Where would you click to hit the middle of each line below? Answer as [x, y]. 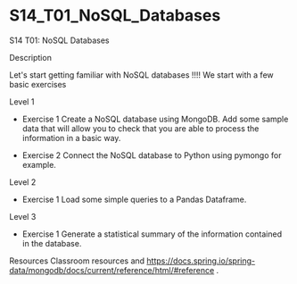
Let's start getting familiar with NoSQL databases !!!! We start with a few [141, 75]
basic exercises [38, 84]
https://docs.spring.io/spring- [201, 261]
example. [39, 164]
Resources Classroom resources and [77, 261]
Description [30, 57]
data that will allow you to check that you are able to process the [140, 128]
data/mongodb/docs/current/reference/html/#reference [112, 270]
